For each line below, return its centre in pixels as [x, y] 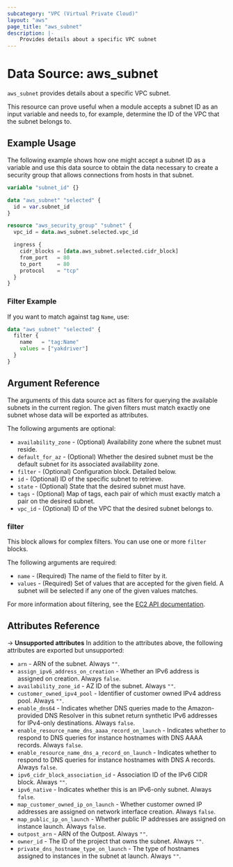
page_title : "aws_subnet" [45, 26]
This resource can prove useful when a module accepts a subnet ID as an [113, 107]
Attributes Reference [54, 626]
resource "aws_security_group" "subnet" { [70, 226]
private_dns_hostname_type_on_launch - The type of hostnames [108, 848]
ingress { [27, 245]
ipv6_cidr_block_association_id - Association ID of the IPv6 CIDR [112, 774]
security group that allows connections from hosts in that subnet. [101, 175]
